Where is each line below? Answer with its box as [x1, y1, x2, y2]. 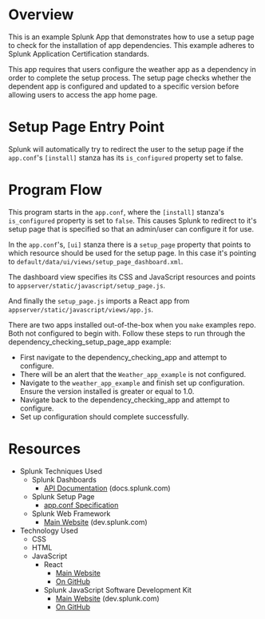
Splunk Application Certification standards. [8, 49, 149, 58]
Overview [8, 6, 74, 24]
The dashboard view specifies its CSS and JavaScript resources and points [8, 272, 256, 281]
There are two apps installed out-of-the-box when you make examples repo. [8, 319, 257, 329]
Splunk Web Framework [31, 509, 111, 518]
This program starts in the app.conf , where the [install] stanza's [8, 207, 225, 216]
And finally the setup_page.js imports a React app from [8, 296, 190, 305]
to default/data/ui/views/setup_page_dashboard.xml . [8, 256, 184, 266]
